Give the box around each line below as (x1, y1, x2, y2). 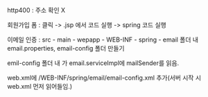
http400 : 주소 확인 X (7, 6, 66, 14)
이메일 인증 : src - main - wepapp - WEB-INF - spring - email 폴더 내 (7, 35, 199, 44)
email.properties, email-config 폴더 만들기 (7, 44, 125, 52)
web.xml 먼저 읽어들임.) (7, 82, 73, 90)
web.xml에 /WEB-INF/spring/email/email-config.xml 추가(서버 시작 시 (7, 73, 202, 82)
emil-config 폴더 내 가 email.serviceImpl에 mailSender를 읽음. (7, 59, 180, 67)
